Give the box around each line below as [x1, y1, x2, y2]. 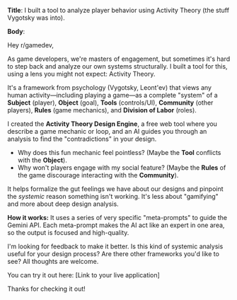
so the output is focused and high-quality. [7, 229, 129, 236]
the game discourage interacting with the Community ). [17, 171, 179, 179]
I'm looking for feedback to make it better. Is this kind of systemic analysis [7, 242, 224, 250]
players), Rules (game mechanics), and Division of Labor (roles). [7, 106, 197, 114]
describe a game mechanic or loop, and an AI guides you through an [7, 127, 207, 135]
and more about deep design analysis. [7, 200, 119, 208]
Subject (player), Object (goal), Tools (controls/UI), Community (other [7, 98, 214, 107]
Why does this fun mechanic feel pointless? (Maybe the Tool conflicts [17, 149, 221, 156]
